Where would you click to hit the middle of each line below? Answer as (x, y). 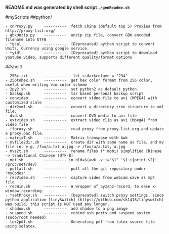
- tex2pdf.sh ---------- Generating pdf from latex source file (80, 222)
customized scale (24, 103)
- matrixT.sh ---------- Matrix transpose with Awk (67, 138)
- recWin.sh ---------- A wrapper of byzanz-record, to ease (78, 186)
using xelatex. (21, 226)
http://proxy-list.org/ (30, 31)
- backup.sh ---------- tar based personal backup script (74, 93)
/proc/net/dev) (21, 164)
